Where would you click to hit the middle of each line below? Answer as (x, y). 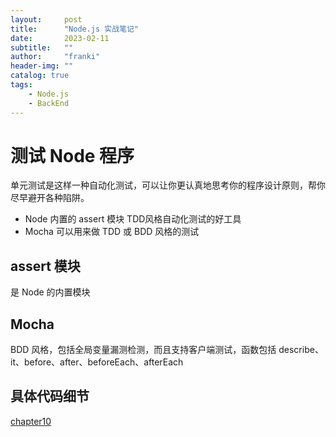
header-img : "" (42, 66)
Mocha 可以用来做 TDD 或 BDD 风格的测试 (112, 232)
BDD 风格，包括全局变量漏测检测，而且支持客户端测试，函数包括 (143, 350)
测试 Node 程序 (72, 155)
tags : (21, 85)
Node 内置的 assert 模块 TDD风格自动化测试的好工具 (133, 219)
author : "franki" (55, 57)
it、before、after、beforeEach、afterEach (97, 362)
